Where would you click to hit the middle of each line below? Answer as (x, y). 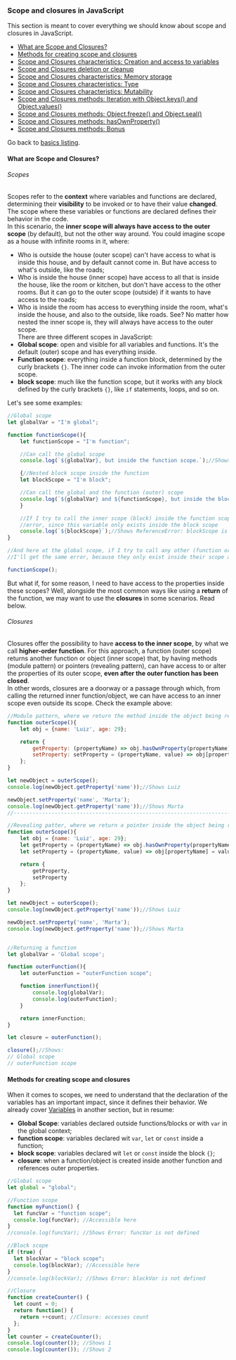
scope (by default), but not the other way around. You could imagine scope (116, 234)
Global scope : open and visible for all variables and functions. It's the (118, 345)
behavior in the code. (38, 219)
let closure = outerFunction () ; (54, 1038)
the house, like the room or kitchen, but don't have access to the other (119, 285)
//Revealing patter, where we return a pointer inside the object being (116, 825)
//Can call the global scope (63, 454)
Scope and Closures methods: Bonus (71, 129)
